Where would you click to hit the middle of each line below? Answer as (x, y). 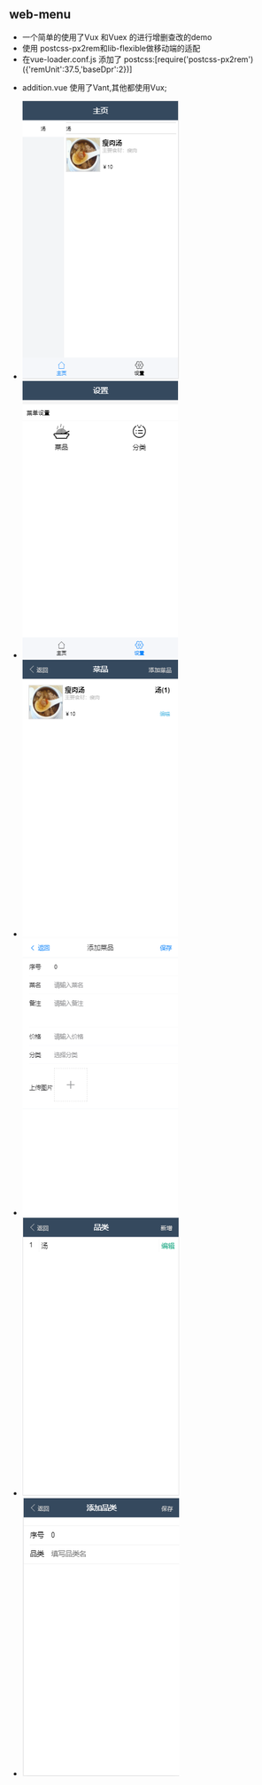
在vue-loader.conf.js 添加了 (72, 59)
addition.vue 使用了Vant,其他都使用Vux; (94, 87)
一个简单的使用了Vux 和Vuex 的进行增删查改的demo (117, 37)
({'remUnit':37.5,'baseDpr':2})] (77, 69)
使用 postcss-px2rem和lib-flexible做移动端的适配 (111, 48)
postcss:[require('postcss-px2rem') (189, 59)
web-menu (40, 15)
